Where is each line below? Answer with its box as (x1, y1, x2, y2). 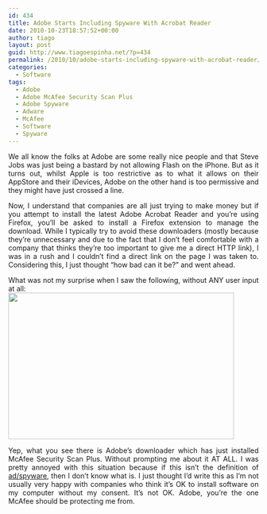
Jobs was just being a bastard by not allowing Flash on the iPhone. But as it (8, 160, 259, 169)
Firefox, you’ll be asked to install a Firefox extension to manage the (8, 218, 259, 227)
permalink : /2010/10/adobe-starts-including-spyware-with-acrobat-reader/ (8, 56, 261, 64)
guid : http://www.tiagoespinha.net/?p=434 (8, 48, 151, 56)
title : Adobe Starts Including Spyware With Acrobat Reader (8, 19, 212, 27)
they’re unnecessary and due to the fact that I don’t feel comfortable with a (8, 234, 259, 244)
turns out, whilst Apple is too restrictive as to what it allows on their (8, 168, 259, 178)
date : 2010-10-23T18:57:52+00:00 (8, 26, 119, 34)
